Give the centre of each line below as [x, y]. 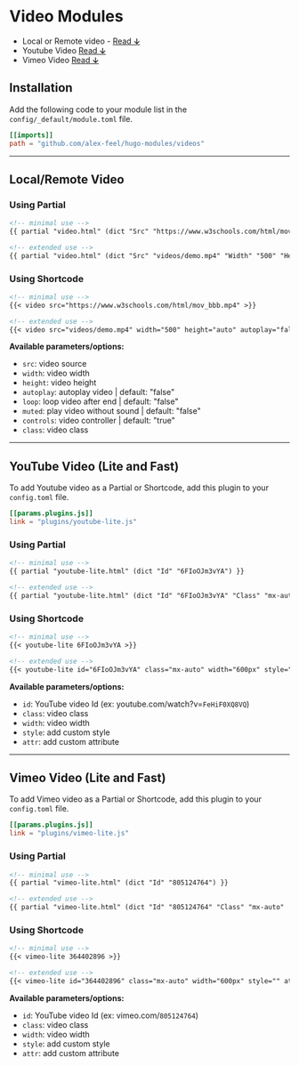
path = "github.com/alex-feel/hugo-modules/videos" [107, 143]
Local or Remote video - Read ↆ [81, 41]
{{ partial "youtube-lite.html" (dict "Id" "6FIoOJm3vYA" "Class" [135, 595]
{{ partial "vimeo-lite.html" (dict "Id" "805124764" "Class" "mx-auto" [147, 908]
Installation [41, 88]
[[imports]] [31, 135]
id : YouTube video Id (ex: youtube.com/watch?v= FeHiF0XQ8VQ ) [136, 704]
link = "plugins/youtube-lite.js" [73, 522]
